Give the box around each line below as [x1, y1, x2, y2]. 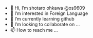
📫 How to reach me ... [10, 27, 58, 33]
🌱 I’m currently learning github [10, 16, 75, 22]
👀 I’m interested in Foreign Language [10, 10, 88, 16]
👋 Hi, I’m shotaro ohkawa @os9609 [10, 5, 85, 11]
